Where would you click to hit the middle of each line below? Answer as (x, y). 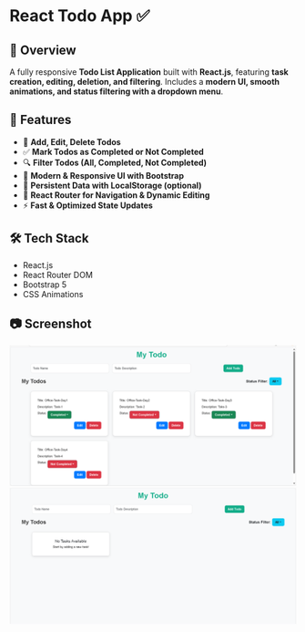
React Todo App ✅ (80, 16)
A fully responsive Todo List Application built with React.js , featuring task (149, 72)
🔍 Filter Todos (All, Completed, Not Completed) (115, 162)
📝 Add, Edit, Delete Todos (71, 141)
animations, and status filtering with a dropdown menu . (117, 91)
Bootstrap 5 (45, 285)
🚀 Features (41, 120)
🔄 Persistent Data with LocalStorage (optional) (112, 185)
